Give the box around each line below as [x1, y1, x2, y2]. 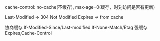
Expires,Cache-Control [5, 30, 52, 36]
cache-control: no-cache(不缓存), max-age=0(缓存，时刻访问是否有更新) [5, 4, 155, 10]
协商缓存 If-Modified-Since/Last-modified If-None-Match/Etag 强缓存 [5, 24, 148, 30]
